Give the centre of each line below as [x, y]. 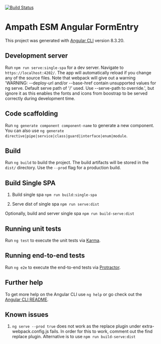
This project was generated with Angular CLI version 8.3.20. [65, 40]
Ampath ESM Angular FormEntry [72, 27]
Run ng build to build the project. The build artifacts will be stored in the [77, 163]
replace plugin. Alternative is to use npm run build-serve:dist [74, 337]
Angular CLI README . [27, 299]
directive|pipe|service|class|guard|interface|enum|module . [66, 135]
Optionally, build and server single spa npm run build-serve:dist [70, 213]
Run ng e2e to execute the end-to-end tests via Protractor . [63, 267]
